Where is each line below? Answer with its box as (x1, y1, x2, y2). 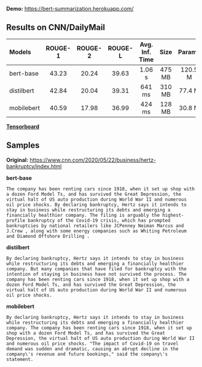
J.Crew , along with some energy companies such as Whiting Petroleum (6, 228, 187, 234)
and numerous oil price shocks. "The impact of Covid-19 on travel (6, 341, 179, 347)
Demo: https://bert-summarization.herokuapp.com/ (6, 5, 134, 12)
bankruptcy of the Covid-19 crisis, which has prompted (28, 217, 171, 223)
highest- (162, 212, 185, 218)
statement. (6, 356, 34, 362)
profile (6, 217, 26, 223)
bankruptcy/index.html (6, 162, 62, 170)
